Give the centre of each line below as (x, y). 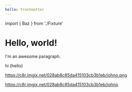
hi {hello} (14, 65)
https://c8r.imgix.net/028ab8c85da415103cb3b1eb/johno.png (66, 75)
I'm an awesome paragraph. (33, 56)
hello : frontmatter (25, 9)
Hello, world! (31, 43)
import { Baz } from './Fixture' (34, 23)
